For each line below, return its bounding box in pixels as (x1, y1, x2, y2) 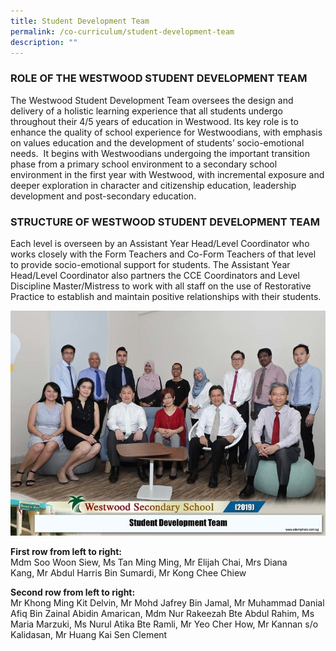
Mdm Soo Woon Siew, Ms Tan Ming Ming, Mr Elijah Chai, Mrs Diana (10, 556, 288, 569)
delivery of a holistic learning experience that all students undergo (10, 105, 283, 117)
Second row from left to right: (10, 586, 136, 599)
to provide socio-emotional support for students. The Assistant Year (10, 258, 291, 270)
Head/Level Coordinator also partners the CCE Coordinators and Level (10, 269, 300, 281)
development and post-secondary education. (10, 190, 197, 202)
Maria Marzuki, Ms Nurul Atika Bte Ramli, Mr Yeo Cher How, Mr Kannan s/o (10, 618, 319, 630)
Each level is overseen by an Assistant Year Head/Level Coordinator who (10, 237, 310, 249)
